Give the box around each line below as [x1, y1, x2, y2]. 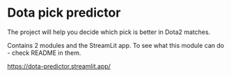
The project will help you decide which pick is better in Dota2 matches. [7, 28, 211, 36]
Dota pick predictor [7, 5, 121, 21]
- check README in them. [7, 49, 81, 57]
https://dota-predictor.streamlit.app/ [7, 62, 111, 70]
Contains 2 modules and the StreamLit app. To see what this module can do [7, 41, 225, 49]
